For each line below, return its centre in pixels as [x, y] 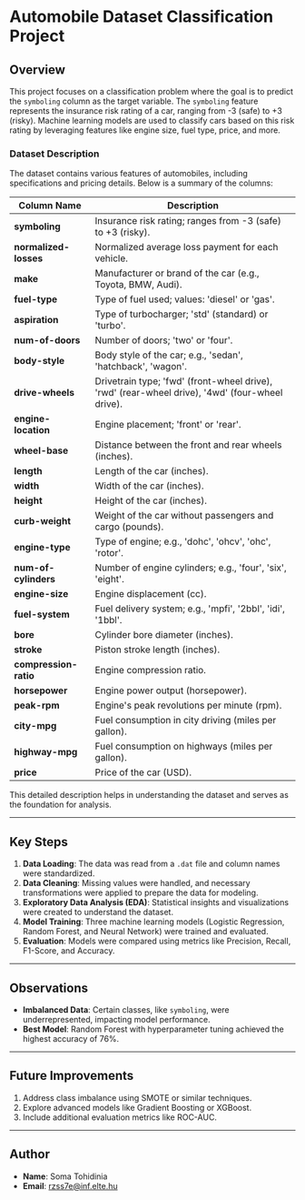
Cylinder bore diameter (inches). [164, 635]
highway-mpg [46, 752]
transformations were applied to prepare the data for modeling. [140, 892]
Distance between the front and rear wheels [188, 445]
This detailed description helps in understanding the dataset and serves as [149, 795]
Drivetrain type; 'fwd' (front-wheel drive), [184, 381]
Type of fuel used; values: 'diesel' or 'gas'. [185, 299]
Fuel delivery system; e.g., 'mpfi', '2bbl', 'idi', [190, 609]
